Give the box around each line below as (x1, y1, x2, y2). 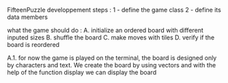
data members (7, 13, 48, 21)
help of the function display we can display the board (7, 68, 157, 76)
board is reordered (7, 41, 60, 48)
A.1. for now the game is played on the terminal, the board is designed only (7, 54, 217, 62)
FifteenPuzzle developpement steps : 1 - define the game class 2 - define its (7, 6, 222, 14)
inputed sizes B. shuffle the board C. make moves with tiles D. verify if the (7, 33, 215, 41)
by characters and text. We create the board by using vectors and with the (7, 61, 216, 69)
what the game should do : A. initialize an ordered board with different (7, 27, 203, 34)
